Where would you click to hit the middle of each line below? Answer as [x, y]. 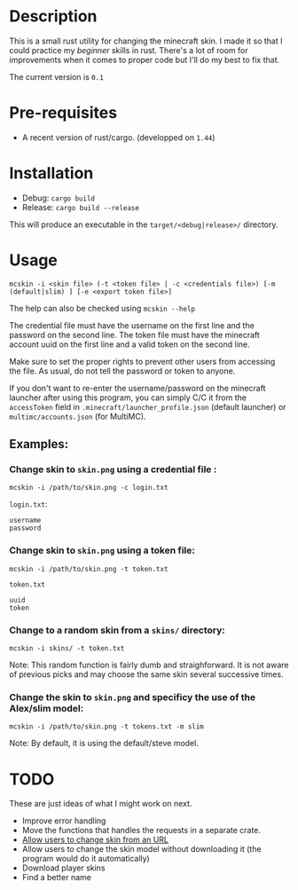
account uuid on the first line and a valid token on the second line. [129, 344]
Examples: [39, 444]
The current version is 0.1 [56, 76]
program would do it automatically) [86, 859]
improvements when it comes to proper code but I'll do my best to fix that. [145, 59]
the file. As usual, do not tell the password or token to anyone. [122, 371]
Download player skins [63, 868]
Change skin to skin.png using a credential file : [113, 469]
